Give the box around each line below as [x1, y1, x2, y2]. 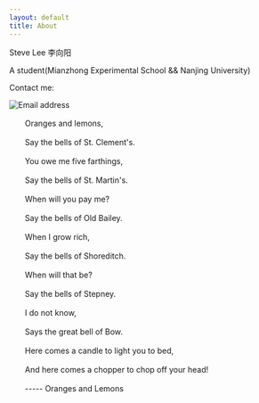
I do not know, [24, 307, 77, 317]
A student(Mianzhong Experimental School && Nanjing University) [9, 64, 251, 76]
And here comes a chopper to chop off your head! [24, 364, 209, 374]
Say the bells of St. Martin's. [24, 175, 129, 185]
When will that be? [24, 269, 93, 280]
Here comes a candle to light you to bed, [24, 345, 174, 356]
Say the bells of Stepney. [24, 288, 117, 299]
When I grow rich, [24, 231, 91, 242]
